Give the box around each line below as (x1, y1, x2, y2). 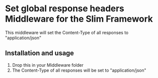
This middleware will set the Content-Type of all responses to (5, 29, 129, 35)
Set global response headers (5, 3, 125, 14)
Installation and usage (5, 49, 74, 57)
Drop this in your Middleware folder (12, 62, 84, 68)
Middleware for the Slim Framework (5, 13, 153, 25)
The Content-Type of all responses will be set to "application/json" (12, 67, 147, 73)
